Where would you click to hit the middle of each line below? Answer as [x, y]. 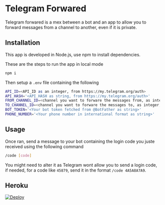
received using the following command [44, 146]
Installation [23, 43]
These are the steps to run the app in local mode [54, 64]
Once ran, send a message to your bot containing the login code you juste [80, 141]
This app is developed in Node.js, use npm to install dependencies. [73, 54]
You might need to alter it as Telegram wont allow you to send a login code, [81, 165]
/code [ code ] [18, 155]
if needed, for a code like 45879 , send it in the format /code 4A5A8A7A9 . [76, 170]
